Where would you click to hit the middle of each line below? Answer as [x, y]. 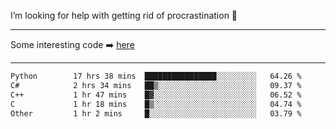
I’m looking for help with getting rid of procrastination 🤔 [124, 15]
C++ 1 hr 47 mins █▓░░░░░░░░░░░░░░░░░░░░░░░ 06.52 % [156, 95]
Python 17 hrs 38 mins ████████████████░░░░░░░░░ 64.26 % [156, 76]
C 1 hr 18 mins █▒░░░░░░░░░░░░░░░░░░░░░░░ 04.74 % [156, 104]
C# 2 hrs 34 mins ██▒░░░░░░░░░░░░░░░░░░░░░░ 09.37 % [156, 85]
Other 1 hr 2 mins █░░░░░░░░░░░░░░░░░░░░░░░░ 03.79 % [156, 113]
